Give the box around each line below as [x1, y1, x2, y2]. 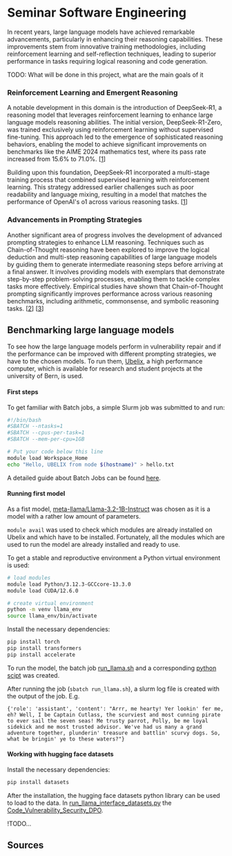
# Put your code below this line [7, 448, 104, 456]
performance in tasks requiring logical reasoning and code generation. [7, 57, 209, 65]
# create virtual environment [7, 599, 95, 606]
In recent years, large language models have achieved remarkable [7, 28, 195, 36]
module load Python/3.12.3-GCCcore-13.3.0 [7, 581, 131, 588]
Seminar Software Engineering [7, 5, 186, 21]
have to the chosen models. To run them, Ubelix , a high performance [7, 357, 203, 366]
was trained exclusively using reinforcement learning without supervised [7, 126, 214, 134]
